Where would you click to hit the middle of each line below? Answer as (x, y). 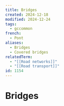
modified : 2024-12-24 (28, 19)
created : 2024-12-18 (27, 15)
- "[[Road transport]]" (35, 66)
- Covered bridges (29, 52)
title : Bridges (21, 10)
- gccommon (21, 29)
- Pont (17, 38)
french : (13, 33)
